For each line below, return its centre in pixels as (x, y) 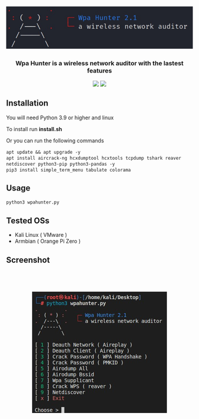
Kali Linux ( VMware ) (41, 235)
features (99, 71)
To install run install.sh (34, 129)
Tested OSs (28, 220)
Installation (27, 103)
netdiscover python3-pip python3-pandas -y (61, 164)
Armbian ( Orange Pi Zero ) (48, 241)
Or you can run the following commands (55, 140)
